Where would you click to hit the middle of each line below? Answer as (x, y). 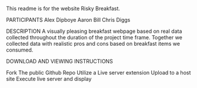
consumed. (20, 50)
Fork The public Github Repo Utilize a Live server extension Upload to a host (98, 72)
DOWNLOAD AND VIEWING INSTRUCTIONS (60, 61)
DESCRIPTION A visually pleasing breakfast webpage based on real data (94, 31)
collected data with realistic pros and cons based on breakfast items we (93, 44)
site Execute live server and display (49, 79)
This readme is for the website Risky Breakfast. (63, 9)
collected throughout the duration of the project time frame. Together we (94, 37)
